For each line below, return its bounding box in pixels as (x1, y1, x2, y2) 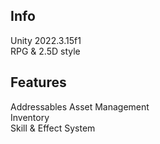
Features (10, 74, 67, 91)
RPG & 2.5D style (10, 45, 81, 57)
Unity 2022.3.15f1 (10, 34, 82, 46)
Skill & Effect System (10, 122, 96, 134)
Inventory (10, 111, 50, 123)
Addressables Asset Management (10, 100, 150, 113)
